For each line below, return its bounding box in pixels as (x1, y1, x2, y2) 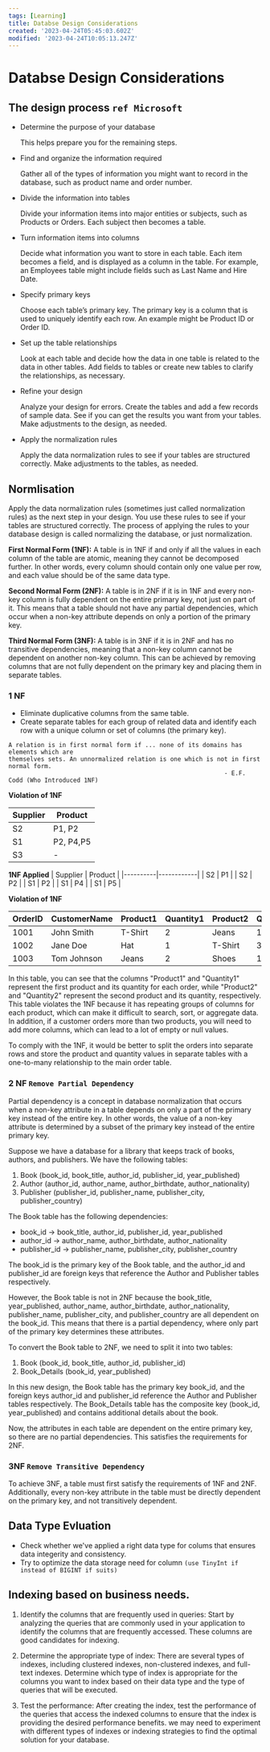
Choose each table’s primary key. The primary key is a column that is (19, 305, 248, 315)
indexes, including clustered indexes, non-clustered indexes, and (19, 1659, 235, 1669)
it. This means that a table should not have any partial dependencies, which (8, 603, 259, 613)
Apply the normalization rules (19, 435, 118, 444)
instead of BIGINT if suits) (19, 1566, 118, 1574)
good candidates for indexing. (19, 1635, 120, 1645)
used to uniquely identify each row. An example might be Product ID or (19, 314, 255, 324)
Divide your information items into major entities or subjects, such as (19, 209, 247, 218)
